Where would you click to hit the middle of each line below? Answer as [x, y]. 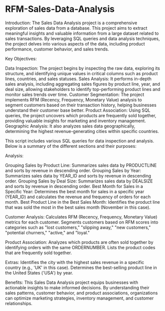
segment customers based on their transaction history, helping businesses [81, 105]
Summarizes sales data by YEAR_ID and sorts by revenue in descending [78, 176]
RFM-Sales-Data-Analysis [60, 9]
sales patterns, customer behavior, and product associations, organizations [82, 293]
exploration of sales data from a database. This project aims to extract [76, 28]
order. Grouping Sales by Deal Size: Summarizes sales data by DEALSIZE [79, 181]
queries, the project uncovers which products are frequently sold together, [81, 115]
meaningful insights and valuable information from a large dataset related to [82, 33]
